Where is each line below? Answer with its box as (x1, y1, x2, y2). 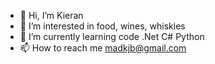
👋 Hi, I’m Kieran (19, 10, 84, 21)
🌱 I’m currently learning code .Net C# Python (19, 31, 205, 42)
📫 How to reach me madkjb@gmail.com (19, 42, 187, 54)
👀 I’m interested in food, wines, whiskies (19, 20, 186, 32)
